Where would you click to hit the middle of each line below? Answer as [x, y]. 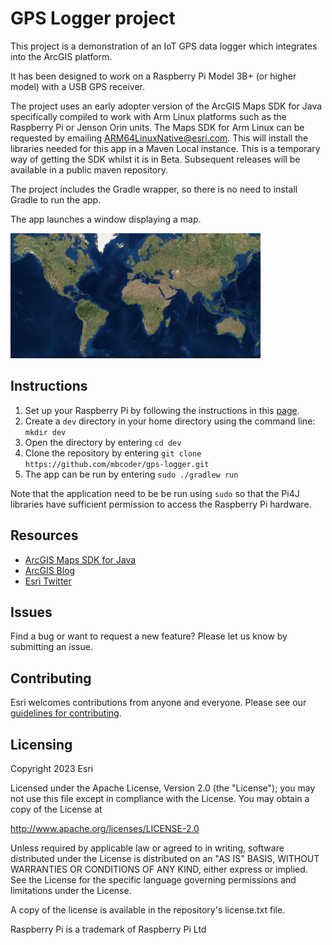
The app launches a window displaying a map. [106, 219]
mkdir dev [45, 432]
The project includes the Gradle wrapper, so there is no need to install [154, 189]
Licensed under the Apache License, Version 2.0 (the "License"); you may [163, 788]
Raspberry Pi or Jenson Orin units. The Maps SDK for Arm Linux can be [157, 127]
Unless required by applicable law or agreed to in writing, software [147, 848]
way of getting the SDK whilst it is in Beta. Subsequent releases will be [155, 159]
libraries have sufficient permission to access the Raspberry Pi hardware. [161, 504]
